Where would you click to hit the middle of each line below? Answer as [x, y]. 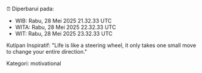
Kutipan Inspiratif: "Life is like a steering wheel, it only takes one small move [101, 45]
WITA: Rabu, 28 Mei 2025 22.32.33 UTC [65, 27]
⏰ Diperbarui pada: [30, 9]
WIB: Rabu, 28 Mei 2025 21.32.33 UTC [63, 21]
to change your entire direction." [47, 52]
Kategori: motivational [34, 63]
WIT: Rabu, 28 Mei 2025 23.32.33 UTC [64, 33]
